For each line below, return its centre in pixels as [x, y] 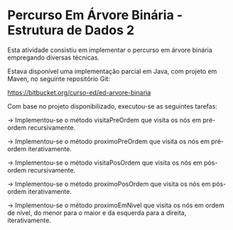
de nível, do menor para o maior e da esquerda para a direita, [97, 212]
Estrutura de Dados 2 [71, 30]
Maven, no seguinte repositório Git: [59, 79]
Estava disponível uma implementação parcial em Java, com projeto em [112, 71]
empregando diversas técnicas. [54, 57]
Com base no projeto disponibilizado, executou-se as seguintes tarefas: [113, 106]
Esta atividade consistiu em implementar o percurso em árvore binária [110, 50]
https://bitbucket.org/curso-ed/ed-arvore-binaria [79, 92]
